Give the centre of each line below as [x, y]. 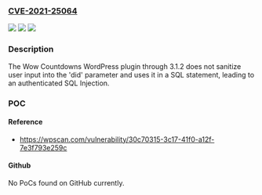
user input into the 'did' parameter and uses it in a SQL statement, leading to [131, 74]
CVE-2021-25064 [43, 11]
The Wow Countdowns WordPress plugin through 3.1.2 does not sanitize [125, 66]
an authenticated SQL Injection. [59, 83]
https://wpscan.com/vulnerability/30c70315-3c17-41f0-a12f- [117, 139]
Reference [25, 122]
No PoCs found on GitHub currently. [66, 182]
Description [31, 49]
